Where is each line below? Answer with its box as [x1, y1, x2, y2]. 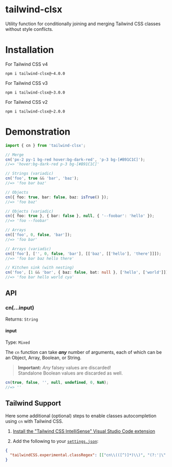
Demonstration [5, 126, 71, 138]
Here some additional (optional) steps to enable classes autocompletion [5, 413, 157, 419]
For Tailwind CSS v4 [5, 61, 48, 67]
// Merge [5, 152, 24, 157]
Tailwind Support [5, 399, 61, 408]
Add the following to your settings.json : [12, 438, 99, 444]
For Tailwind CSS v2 [5, 99, 48, 105]
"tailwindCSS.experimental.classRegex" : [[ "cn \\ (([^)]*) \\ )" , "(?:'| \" [10, 453, 166, 458]
